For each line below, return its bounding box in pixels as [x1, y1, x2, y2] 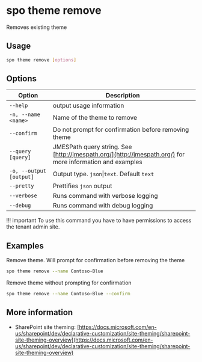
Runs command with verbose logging [53, 192, 158, 200]
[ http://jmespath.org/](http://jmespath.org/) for [53, 150, 185, 159]
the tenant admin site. [6, 223, 60, 230]
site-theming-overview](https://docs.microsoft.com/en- [14, 336, 153, 343]
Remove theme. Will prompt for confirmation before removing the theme [6, 257, 185, 264]
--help [9, 102, 28, 109]
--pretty [9, 183, 34, 189]
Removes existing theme [6, 23, 67, 31]
